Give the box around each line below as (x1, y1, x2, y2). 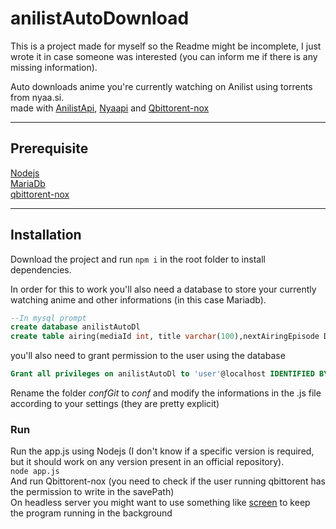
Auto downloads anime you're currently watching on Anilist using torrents (10, 80, 313, 92)
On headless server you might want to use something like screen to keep (10, 497, 311, 509)
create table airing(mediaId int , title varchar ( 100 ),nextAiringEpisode (10, 332, 320, 342)
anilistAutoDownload (10, 7, 190, 30)
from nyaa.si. (10, 91, 65, 103)
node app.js (10, 467, 60, 477)
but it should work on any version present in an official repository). (10, 456, 285, 468)
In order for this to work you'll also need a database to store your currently (10, 283, 317, 295)
